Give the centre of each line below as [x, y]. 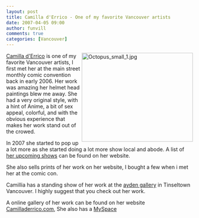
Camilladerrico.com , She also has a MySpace [62, 209]
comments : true [25, 34]
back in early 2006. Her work [42, 81]
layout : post [22, 12]
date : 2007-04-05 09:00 [36, 23]
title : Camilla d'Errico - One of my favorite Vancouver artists [88, 17]
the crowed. [21, 132]
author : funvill [26, 28]
